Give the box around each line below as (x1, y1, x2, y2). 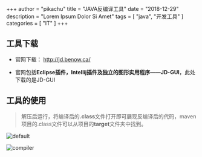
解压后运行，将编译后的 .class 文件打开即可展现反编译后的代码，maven (21, 112, 197, 120)
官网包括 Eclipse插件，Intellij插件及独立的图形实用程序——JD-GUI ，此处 (15, 68, 195, 75)
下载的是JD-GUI (15, 76, 56, 83)
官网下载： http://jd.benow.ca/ (15, 56, 91, 63)
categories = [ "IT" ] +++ (6, 20, 68, 27)
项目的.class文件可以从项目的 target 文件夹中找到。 (21, 120, 147, 127)
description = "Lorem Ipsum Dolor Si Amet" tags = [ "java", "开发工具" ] (6, 13, 183, 20)
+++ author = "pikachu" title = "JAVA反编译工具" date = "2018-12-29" (6, 5, 180, 12)
